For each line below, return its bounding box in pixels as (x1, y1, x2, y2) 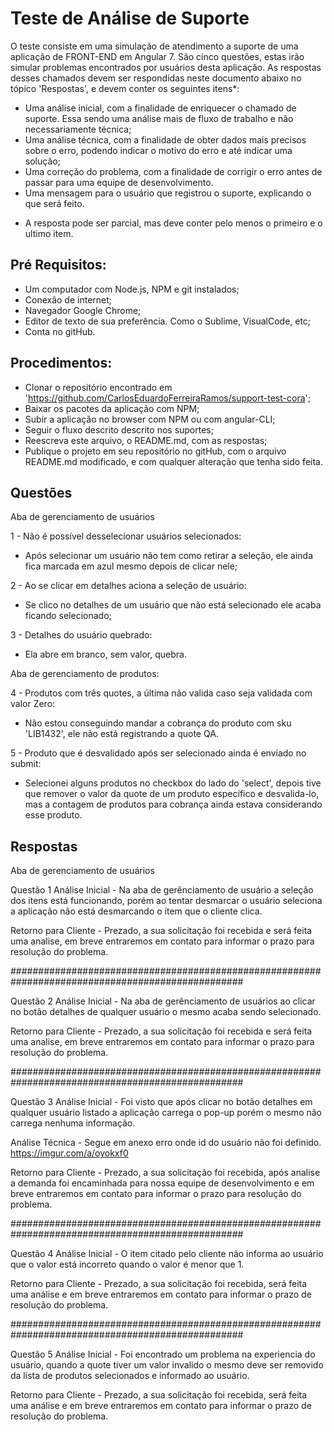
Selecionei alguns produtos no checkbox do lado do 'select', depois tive (24, 777, 322, 789)
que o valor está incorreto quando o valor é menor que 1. (10, 1258, 245, 1271)
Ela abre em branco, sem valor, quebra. (24, 648, 187, 661)
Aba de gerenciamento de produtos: (10, 668, 160, 680)
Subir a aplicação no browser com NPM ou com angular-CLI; (24, 413, 276, 425)
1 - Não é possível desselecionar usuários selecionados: (10, 530, 242, 542)
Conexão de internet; (24, 293, 113, 306)
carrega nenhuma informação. (10, 1117, 136, 1129)
